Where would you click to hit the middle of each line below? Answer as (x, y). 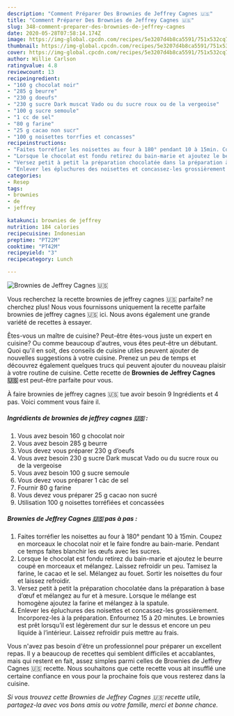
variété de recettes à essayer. (50, 322)
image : (17, 40)
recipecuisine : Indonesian (46, 233)
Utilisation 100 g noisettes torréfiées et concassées (91, 502)
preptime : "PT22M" (34, 240)
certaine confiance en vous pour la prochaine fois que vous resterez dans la (116, 676)
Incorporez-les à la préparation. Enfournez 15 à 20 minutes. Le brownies (121, 618)
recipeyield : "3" (32, 253)
